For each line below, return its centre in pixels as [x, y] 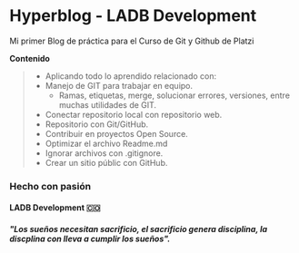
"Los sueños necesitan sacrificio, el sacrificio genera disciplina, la [139, 229]
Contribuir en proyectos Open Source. [116, 133]
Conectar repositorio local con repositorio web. [134, 114]
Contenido [30, 58]
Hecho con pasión [50, 186]
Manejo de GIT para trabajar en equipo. [119, 85]
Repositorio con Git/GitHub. [97, 124]
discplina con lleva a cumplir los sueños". [90, 239]
